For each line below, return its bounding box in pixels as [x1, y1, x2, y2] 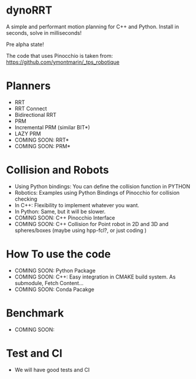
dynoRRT [6, 4, 52, 17]
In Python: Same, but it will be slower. [14, 208, 106, 215]
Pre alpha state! [6, 41, 44, 48]
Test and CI [6, 347, 63, 360]
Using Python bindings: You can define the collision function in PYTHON [14, 182, 190, 189]
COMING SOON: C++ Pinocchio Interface [14, 214, 115, 221]
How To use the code [6, 247, 111, 260]
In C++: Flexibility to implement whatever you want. [14, 201, 139, 208]
